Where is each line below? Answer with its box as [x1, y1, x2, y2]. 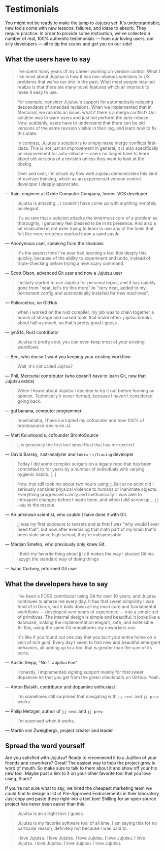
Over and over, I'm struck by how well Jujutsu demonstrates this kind [17, 170, 158, 176]
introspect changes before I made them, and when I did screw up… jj [17, 497, 159, 503]
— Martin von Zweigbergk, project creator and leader [5, 727, 113, 733]
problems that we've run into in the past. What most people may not [17, 79, 155, 85]
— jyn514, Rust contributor [5, 329, 59, 335]
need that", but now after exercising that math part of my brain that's [17, 526, 157, 532]
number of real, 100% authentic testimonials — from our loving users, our [5, 36, 154, 42]
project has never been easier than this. [5, 801, 86, 807]
